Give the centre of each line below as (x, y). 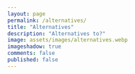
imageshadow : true (34, 47)
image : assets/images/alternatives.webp (68, 40)
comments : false (31, 54)
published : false (33, 60)
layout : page (27, 14)
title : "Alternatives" (41, 27)
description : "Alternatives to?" (57, 33)
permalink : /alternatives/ (47, 20)
